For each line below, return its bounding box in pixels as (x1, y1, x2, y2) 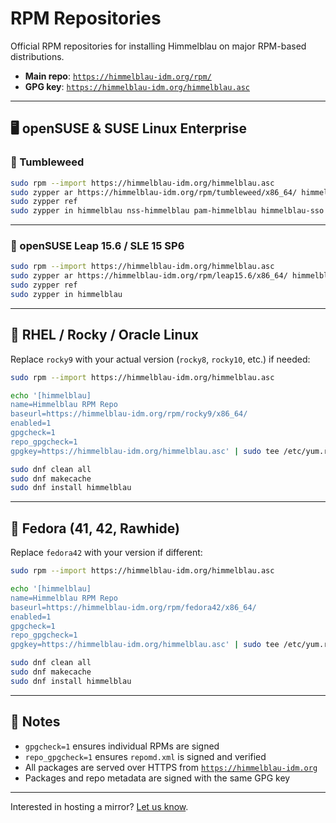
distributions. (10, 50, 65, 62)
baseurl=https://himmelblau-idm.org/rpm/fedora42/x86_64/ (10, 602, 257, 612)
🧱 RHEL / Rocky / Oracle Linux (10, 327, 199, 344)
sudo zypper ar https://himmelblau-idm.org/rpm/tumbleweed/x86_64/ (10, 187, 298, 197)
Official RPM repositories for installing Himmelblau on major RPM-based (10, 40, 307, 52)
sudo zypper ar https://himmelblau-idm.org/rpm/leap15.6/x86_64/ (10, 271, 288, 281)
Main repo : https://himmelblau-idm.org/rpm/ (24, 70, 212, 82)
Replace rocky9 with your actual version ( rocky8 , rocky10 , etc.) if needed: (10, 353, 311, 365)
